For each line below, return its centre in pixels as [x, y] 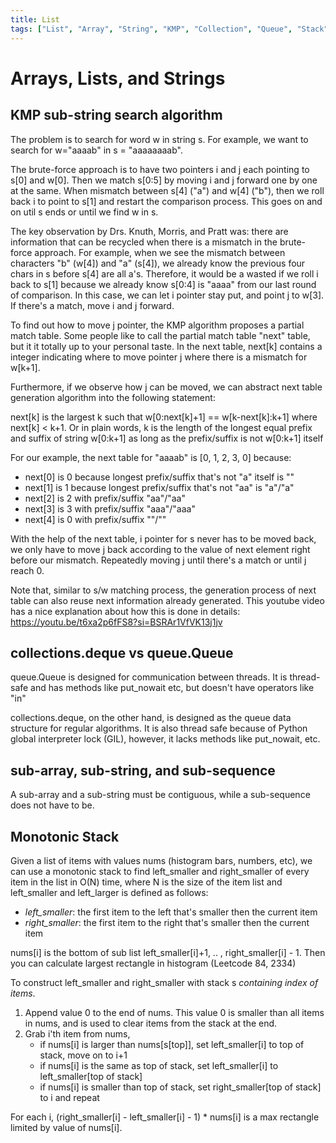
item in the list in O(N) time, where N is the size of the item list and [146, 882]
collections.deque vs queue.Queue [122, 652]
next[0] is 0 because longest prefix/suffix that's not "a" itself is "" [159, 477]
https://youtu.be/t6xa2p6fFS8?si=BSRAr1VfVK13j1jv [116, 622]
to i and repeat [69, 1097]
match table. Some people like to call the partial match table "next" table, [160, 335]
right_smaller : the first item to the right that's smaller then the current [167, 922]
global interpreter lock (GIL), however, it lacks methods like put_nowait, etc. [165, 739]
